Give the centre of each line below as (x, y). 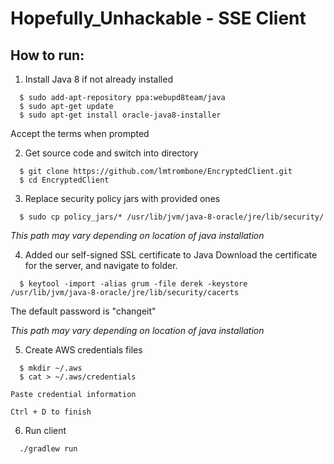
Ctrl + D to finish (51, 412)
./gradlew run (48, 449)
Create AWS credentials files (83, 350)
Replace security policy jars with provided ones (122, 198)
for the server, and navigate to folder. (101, 265)
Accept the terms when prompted (80, 133)
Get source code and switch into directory (111, 153)
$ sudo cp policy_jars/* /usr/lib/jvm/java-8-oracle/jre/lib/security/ (172, 217)
